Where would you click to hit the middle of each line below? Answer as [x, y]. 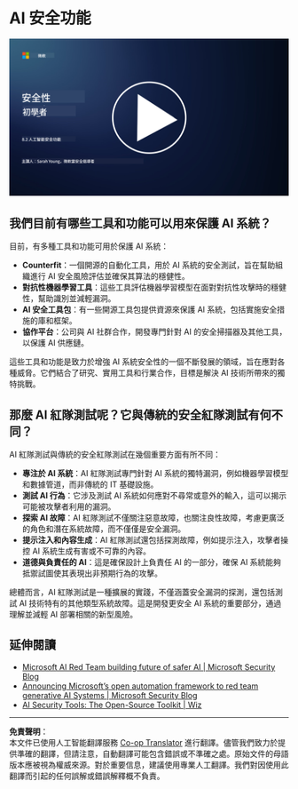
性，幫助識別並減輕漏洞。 [69, 299]
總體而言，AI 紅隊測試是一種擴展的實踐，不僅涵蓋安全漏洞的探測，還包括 [142, 593]
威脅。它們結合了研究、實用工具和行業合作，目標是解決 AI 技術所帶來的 [147, 373]
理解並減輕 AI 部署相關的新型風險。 [74, 615]
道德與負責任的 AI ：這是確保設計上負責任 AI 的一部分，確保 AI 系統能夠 [152, 562]
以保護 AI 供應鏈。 [55, 343]
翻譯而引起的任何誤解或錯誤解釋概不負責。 [87, 776]
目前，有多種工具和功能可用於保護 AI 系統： [89, 246]
